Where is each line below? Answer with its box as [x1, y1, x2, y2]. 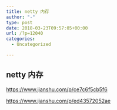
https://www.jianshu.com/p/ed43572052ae [6, 97, 111, 104]
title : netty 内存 [6, 8, 49, 15]
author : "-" [6, 14, 35, 20]
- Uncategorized [11, 42, 51, 48]
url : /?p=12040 [6, 31, 44, 36]
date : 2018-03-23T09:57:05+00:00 [6, 25, 88, 31]
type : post [6, 19, 33, 25]
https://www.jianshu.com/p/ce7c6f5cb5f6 [6, 86, 108, 93]
